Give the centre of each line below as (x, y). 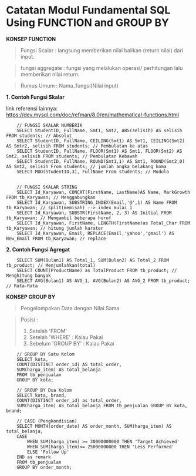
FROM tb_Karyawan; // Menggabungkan (51, 197)
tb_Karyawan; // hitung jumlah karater (55, 228)
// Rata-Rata (22, 286)
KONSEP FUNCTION (31, 39)
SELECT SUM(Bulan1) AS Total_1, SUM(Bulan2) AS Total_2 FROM (93, 260)
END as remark (34, 457)
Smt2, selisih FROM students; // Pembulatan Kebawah (72, 156)
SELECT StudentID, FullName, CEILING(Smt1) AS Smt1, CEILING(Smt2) (101, 141)
